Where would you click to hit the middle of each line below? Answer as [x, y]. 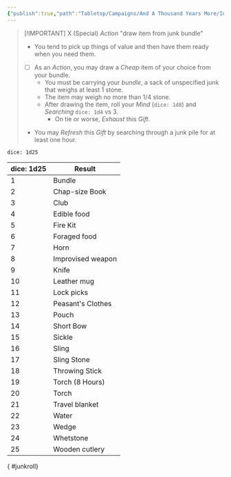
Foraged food [75, 236]
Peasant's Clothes [82, 303]
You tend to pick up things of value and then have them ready [121, 46]
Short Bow [70, 326]
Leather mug [74, 281]
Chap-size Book [80, 192]
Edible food [72, 214]
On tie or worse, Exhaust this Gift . [102, 119]
